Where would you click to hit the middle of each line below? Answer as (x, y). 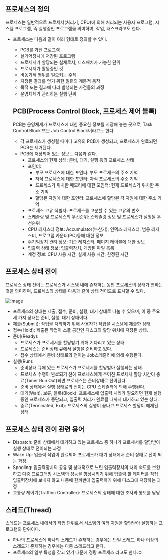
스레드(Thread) (28, 510)
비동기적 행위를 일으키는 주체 (48, 75)
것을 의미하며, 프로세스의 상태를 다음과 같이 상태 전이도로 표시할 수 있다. (75, 291)
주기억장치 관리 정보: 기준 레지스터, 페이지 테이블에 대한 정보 (86, 242)
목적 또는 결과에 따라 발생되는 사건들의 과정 (62, 87)
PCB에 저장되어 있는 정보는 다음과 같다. (58, 154)
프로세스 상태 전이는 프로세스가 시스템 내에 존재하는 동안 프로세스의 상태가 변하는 (84, 285)
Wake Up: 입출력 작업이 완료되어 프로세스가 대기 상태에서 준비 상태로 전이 (85, 455)
